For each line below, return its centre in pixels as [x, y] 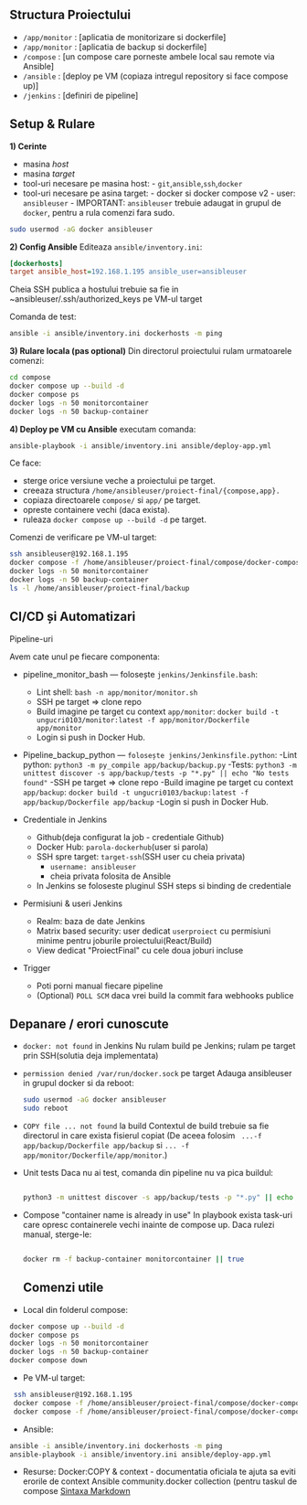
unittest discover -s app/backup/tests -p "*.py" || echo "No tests [156, 773]
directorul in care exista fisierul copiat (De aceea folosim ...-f [142, 1136]
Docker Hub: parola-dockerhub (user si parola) [122, 847]
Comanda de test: [43, 317]
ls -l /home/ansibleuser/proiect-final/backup [100, 588]
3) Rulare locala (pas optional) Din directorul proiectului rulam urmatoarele [151, 351]
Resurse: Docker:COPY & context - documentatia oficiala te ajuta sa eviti [159, 1472]
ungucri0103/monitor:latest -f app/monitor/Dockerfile [143, 720]
